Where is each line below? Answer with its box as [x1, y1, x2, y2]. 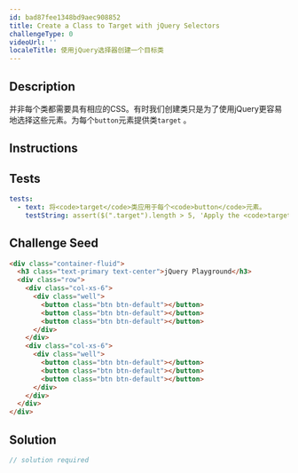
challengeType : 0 [9, 29, 74, 38]
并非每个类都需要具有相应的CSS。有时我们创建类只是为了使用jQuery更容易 [9, 103, 283, 114]
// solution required [9, 456, 90, 465]
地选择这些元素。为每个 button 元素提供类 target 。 [9, 114, 192, 125]
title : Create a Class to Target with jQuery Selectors [9, 21, 220, 30]
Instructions [9, 141, 78, 156]
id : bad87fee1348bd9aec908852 [9, 12, 122, 22]
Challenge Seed [9, 236, 99, 251]
